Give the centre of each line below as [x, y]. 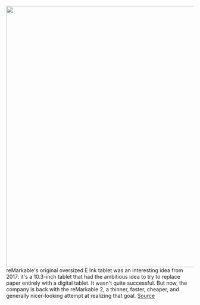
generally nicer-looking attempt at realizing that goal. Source [81, 296]
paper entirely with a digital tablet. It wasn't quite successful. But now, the [97, 283]
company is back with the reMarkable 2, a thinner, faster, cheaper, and [93, 289]
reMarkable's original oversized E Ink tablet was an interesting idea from [95, 270]
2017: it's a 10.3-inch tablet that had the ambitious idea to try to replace [93, 277]
